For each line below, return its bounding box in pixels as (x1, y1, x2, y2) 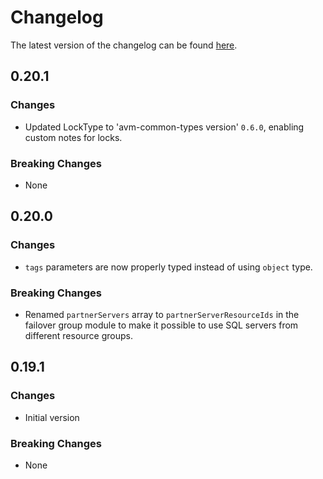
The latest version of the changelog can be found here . (10, 39, 238, 51)
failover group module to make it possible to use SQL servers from (24, 319, 299, 331)
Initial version (24, 411, 80, 423)
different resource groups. (24, 329, 134, 341)
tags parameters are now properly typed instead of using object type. (24, 261, 313, 273)
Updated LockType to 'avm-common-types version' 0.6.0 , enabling (24, 121, 305, 133)
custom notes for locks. (24, 131, 123, 143)
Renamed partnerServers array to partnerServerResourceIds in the (24, 308, 300, 320)
